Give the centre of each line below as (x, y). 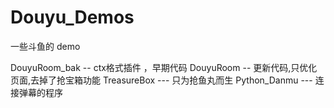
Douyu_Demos (72, 17)
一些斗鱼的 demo (45, 46)
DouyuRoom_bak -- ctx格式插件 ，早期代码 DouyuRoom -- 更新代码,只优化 (164, 67)
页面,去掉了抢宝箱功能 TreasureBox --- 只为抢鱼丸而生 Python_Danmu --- (161, 80)
